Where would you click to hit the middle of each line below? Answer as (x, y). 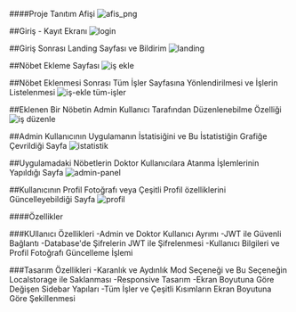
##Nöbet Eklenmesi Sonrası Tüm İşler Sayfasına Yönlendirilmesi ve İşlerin (144, 83)
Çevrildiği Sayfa (38, 146)
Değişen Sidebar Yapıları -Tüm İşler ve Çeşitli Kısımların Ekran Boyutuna (140, 289)
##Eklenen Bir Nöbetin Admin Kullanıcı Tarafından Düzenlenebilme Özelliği (145, 110)
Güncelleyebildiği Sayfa (52, 199)
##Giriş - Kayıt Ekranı (48, 31)
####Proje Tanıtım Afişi (52, 14)
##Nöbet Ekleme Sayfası (55, 66)
